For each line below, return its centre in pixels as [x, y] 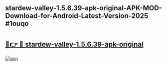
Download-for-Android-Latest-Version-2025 [77, 16]
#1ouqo [17, 24]
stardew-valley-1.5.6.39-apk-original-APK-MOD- [83, 8]
